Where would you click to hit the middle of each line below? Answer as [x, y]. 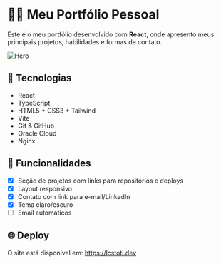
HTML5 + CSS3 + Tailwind [57, 111]
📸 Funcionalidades [49, 163]
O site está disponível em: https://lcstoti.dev [72, 253]
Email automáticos [45, 213]
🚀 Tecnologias [40, 78]
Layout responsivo [45, 188]
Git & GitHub [36, 126]
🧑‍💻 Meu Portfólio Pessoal [83, 15]
